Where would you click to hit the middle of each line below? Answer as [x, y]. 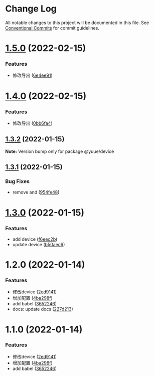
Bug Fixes [18, 181]
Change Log [31, 9]
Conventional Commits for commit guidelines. [52, 28]
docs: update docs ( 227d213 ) [43, 309]
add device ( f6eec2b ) [35, 239]
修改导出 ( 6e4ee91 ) [32, 75]
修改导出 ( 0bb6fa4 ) [32, 123]
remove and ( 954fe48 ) [36, 192]
